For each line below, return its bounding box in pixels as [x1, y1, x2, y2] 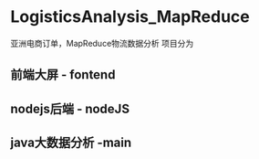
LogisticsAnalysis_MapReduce [10, 6, 250, 27]
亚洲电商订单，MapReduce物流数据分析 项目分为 [10, 37, 194, 48]
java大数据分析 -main [10, 135, 132, 151]
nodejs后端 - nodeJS [10, 101, 130, 116]
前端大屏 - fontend [10, 67, 116, 83]
